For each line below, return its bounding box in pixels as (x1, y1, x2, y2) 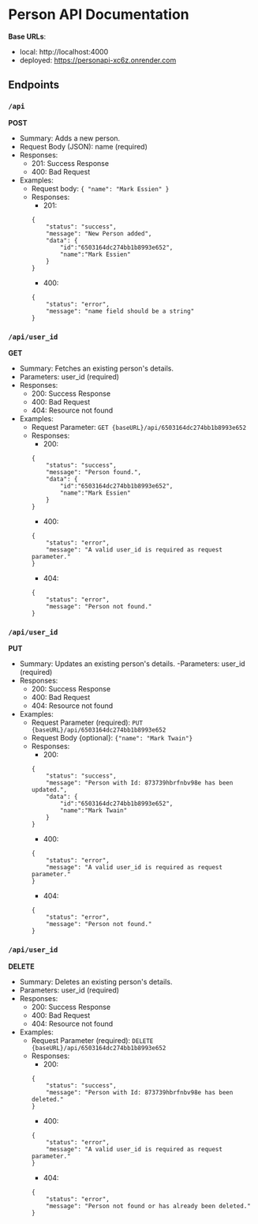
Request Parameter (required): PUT (31, 717, 144, 728)
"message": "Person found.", (46, 468, 142, 476)
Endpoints (8, 78, 60, 92)
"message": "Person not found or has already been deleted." (46, 1202, 251, 1210)
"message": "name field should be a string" (46, 307, 195, 315)
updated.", (31, 786, 68, 794)
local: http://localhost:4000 (19, 47, 109, 56)
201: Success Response (31, 158, 109, 168)
